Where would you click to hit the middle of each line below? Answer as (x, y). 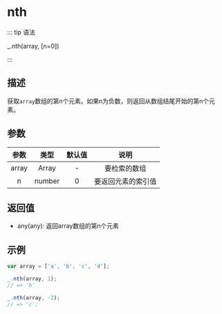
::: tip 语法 (21, 32)
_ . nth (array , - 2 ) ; (34, 298)
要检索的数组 (126, 168)
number (47, 181)
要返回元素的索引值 (126, 181)
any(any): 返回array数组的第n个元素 (68, 226)
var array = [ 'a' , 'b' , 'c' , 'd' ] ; (58, 267)
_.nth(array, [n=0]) (33, 46)
